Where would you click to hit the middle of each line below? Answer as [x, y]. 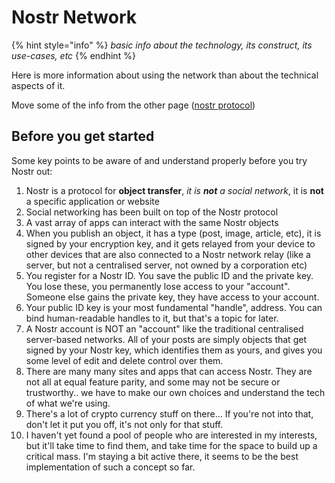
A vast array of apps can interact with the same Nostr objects [152, 222]
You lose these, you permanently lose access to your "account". [158, 286]
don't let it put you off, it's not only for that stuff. [124, 424]
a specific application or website [92, 201]
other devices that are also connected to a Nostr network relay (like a [168, 254]
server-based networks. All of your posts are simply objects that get [166, 339]
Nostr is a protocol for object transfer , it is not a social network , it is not [174, 190]
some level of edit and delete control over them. [124, 360]
